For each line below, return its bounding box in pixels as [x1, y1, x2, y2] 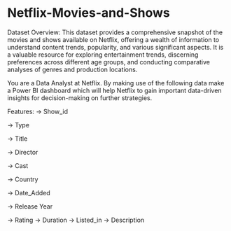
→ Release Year [7, 202, 53, 211]
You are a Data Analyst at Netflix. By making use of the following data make [7, 78, 225, 87]
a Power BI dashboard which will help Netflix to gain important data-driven [7, 86, 222, 94]
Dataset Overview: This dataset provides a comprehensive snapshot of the [7, 28, 223, 36]
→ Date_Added [7, 188, 50, 197]
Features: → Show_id [7, 107, 69, 115]
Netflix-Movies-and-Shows [7, 5, 170, 21]
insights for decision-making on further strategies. [7, 93, 153, 102]
